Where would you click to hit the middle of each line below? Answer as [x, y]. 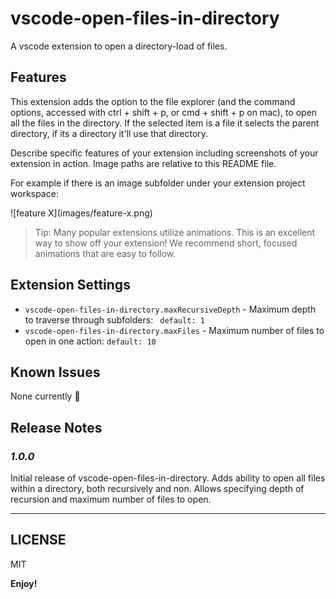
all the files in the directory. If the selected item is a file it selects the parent [165, 123]
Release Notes [56, 427]
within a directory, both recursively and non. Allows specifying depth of [157, 489]
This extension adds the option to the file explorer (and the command [153, 101]
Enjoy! [24, 583]
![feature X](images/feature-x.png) [81, 213]
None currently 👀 [45, 396]
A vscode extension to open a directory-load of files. [119, 46]
